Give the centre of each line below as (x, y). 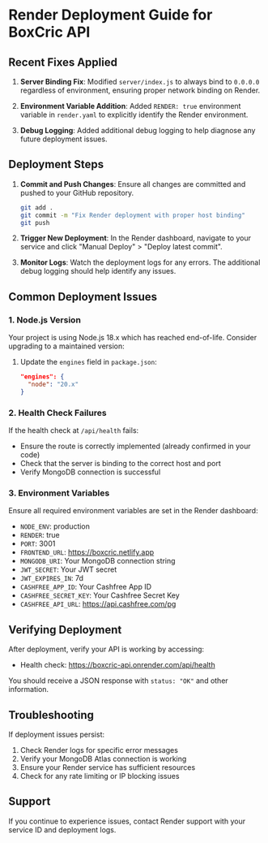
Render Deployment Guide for (111, 15)
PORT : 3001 (38, 544)
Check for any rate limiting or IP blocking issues (100, 776)
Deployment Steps (56, 164)
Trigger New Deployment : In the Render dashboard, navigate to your (135, 238)
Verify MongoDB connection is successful (90, 472)
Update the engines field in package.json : (88, 362)
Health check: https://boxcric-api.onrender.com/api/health (118, 665)
